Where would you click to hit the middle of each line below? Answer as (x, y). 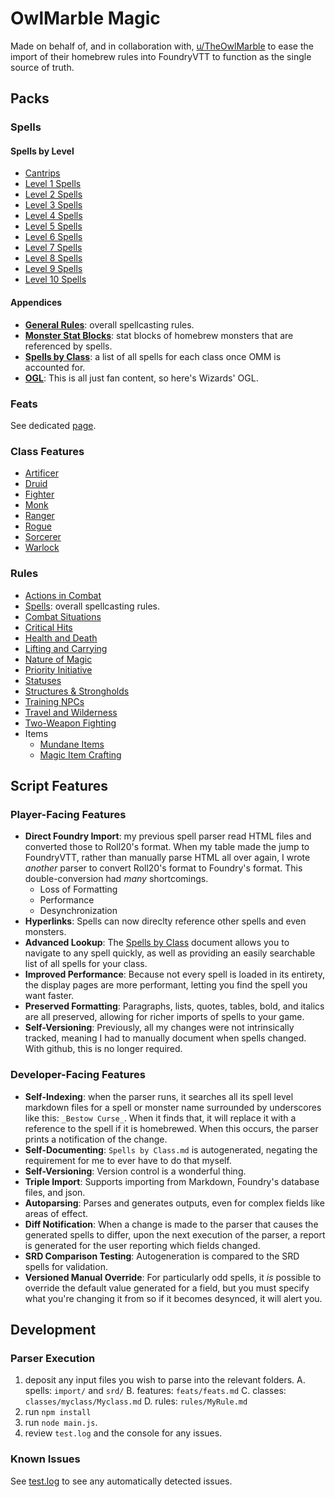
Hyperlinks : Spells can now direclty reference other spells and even (165, 921)
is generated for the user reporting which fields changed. (142, 1245)
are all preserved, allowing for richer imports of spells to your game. (164, 1017)
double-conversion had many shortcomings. (116, 879)
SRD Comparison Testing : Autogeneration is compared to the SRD (162, 1256)
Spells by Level (42, 151)
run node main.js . (61, 1423)
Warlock (42, 548)
